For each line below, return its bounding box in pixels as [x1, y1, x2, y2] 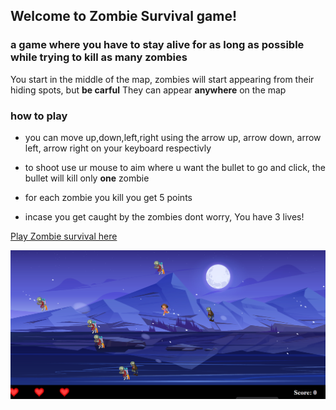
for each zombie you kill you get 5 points [24, 191, 193, 203]
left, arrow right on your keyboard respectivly [24, 142, 212, 154]
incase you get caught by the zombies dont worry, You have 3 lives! [24, 210, 305, 223]
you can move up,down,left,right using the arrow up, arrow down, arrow [24, 131, 322, 143]
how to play [10, 109, 68, 123]
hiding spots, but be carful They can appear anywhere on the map [10, 84, 287, 96]
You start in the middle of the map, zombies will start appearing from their [10, 73, 315, 85]
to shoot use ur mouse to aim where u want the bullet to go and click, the [24, 161, 326, 173]
